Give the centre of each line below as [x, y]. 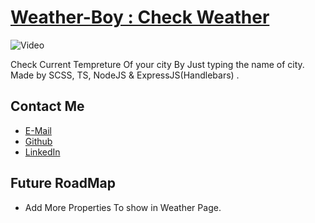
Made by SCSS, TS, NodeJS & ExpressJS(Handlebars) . [125, 75]
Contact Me [47, 106]
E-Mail [38, 130]
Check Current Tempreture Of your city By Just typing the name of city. [157, 64]
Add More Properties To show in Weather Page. [123, 207]
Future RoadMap [63, 183]
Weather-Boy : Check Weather [140, 17]
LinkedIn [42, 152]
